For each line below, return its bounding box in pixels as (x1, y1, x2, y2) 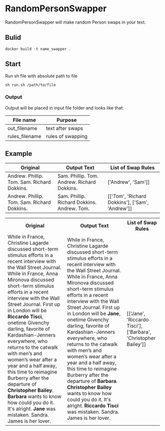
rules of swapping (46, 133, 87, 140)
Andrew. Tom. (57, 205, 90, 212)
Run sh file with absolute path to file (5, 73, 78, 79)
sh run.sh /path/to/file (5, 82, 56, 87)
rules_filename (7, 133, 42, 140)
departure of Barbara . (67, 377, 118, 384)
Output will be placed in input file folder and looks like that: (5, 105, 124, 111)
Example (5, 149, 32, 158)
